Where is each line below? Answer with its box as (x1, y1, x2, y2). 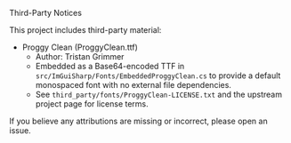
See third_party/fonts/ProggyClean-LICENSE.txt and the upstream (35, 89, 283, 99)
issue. (9, 125, 31, 136)
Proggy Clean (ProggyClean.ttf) (21, 42, 138, 52)
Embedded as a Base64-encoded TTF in (35, 61, 185, 71)
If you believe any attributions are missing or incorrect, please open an (9, 115, 269, 126)
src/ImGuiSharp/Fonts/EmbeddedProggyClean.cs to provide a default (35, 70, 281, 81)
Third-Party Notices (9, 8, 83, 18)
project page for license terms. (35, 99, 149, 109)
